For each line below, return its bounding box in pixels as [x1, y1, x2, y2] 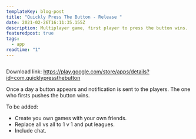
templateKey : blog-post [6, 8, 65, 15]
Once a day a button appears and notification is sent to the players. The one [6, 86, 191, 93]
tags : [6, 36, 19, 42]
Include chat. [14, 127, 46, 134]
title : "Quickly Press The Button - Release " [6, 14, 122, 20]
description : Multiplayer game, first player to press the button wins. [6, 25, 188, 31]
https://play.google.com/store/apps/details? [43, 68, 150, 75]
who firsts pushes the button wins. [6, 91, 90, 99]
